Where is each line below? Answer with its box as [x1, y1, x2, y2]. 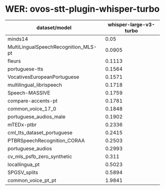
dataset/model [36, 24, 72, 31]
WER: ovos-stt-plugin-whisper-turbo [5, 3, 160, 15]
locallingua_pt [7, 161, 40, 167]
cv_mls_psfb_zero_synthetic [7, 153, 72, 160]
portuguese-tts [7, 65, 43, 72]
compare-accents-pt [7, 97, 58, 104]
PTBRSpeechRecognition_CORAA [7, 137, 85, 144]
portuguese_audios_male [7, 113, 66, 120]
